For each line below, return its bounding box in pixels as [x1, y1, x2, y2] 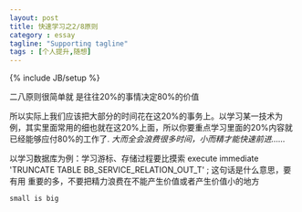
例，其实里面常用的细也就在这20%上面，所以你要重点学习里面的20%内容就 [9, 122, 294, 133]
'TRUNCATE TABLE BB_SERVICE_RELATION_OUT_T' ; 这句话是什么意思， [9, 164, 284, 175]
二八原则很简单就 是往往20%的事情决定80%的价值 [9, 91, 200, 102]
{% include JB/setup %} [9, 72, 100, 83]
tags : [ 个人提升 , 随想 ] [9, 48, 92, 57]
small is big [9, 194, 59, 204]
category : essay [9, 30, 76, 39]
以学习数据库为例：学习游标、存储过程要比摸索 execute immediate [9, 153, 259, 164]
